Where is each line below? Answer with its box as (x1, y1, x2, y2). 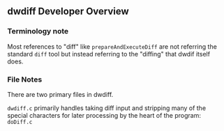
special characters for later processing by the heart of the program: (7, 111, 201, 119)
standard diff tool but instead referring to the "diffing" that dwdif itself (7, 49, 211, 58)
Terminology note (7, 26, 69, 36)
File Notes (7, 75, 43, 84)
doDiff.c (7, 118, 33, 125)
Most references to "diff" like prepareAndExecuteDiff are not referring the (7, 42, 218, 51)
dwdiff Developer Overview (7, 6, 129, 17)
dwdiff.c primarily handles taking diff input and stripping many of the (7, 104, 207, 112)
